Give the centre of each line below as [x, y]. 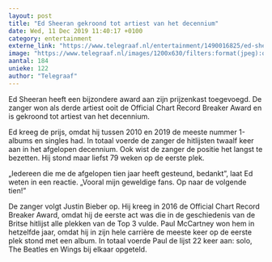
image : [19, 53]
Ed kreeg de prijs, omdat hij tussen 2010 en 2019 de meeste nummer [123, 132]
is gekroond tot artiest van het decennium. [79, 116]
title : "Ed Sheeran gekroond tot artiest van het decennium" [114, 23]
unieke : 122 [28, 69]
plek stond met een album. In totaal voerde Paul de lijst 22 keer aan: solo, [130, 240]
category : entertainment [50, 38]
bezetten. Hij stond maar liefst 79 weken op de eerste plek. [106, 158]
